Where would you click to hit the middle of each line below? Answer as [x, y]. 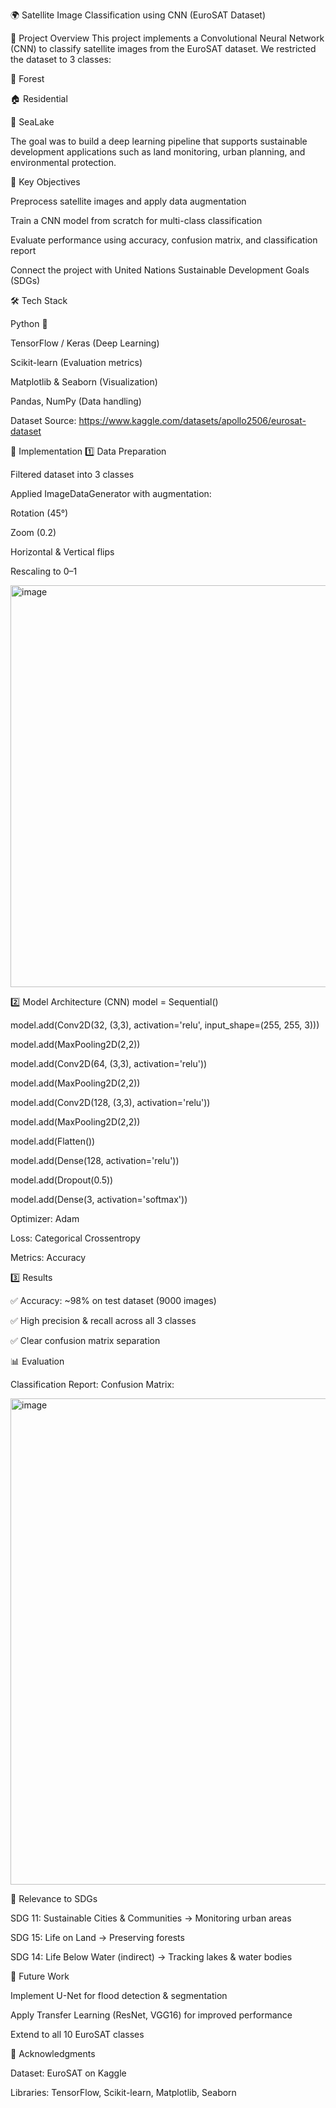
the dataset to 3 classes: [61, 59]
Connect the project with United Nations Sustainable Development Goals [160, 270]
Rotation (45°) [39, 513]
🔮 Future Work [40, 1976]
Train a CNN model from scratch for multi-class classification [136, 220]
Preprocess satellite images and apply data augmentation [128, 201]
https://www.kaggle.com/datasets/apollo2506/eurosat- [192, 420]
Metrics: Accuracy [48, 1257]
